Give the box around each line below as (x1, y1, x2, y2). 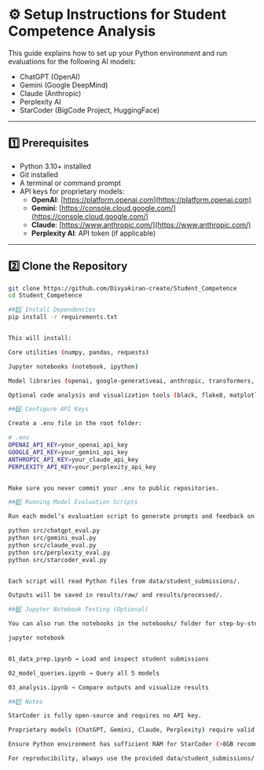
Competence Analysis (8, 22, 156, 40)
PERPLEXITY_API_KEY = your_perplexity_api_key (8, 463, 156, 471)
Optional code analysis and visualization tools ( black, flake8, (8, 391, 226, 399)
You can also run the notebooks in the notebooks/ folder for (8, 620, 216, 627)
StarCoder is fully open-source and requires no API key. (8, 712, 202, 720)
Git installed (19, 169, 59, 179)
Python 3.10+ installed (19, 161, 92, 171)
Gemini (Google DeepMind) (19, 80, 108, 90)
